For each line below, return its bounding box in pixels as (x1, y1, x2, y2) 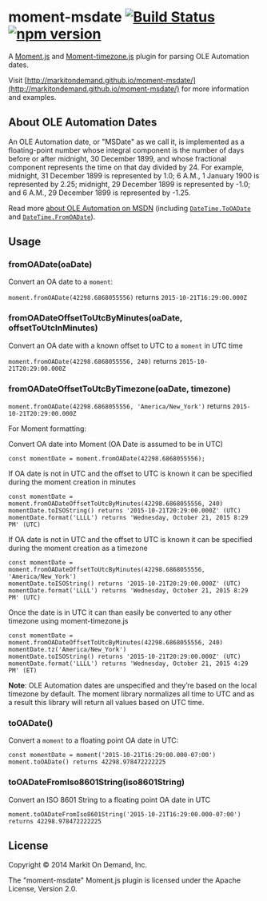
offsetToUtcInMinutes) (8, 322, 98, 333)
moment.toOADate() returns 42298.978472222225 (8, 758, 166, 767)
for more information (181, 84, 249, 94)
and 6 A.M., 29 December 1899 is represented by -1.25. (8, 188, 191, 197)
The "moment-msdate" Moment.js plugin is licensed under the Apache (8, 875, 241, 885)
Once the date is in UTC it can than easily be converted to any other (8, 608, 232, 617)
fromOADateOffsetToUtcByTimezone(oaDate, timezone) (8, 383, 231, 394)
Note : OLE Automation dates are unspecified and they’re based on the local (8, 680, 257, 691)
